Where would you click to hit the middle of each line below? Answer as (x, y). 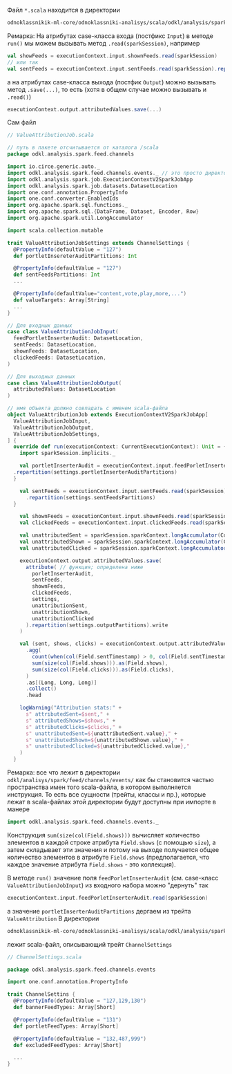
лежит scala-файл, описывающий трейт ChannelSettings (90, 944)
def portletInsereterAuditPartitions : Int (75, 256)
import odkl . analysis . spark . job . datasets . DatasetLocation (92, 186)
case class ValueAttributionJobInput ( (63, 332)
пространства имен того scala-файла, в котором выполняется (99, 787)
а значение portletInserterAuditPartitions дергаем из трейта (99, 911)
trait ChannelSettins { (41, 994)
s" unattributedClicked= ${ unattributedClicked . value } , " (107, 746)
